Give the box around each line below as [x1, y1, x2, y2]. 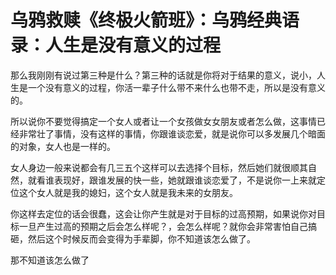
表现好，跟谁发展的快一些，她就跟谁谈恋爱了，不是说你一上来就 [53, 174, 317, 186]
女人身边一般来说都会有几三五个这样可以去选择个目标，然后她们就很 [10, 161, 291, 173]
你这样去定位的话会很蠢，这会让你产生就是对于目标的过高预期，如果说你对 [10, 207, 317, 220]
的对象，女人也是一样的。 [10, 140, 116, 152]
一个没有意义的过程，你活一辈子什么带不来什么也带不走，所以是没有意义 [27, 81, 326, 93]
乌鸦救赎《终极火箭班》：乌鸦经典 [10, 9, 283, 32]
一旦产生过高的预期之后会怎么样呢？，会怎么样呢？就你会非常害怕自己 [18, 220, 308, 232]
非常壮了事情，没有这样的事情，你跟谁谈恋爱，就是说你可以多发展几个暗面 [18, 127, 326, 140]
